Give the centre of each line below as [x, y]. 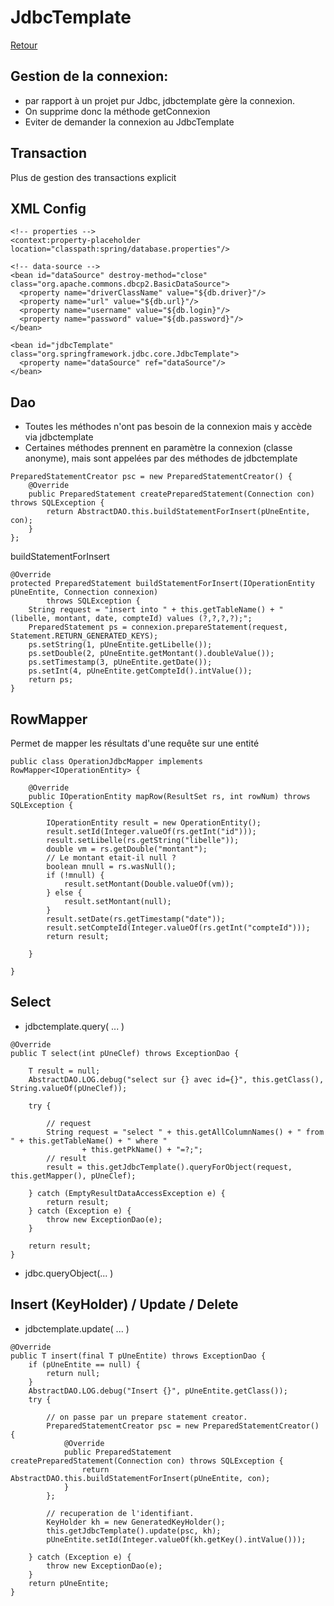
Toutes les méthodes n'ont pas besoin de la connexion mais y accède [168, 427]
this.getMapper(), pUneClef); [73, 1176]
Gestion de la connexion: [89, 76]
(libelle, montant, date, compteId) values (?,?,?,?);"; [131, 619]
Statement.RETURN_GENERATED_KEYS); [84, 636]
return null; [73, 1373]
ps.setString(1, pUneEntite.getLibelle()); [120, 645]
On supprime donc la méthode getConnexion [117, 111]
